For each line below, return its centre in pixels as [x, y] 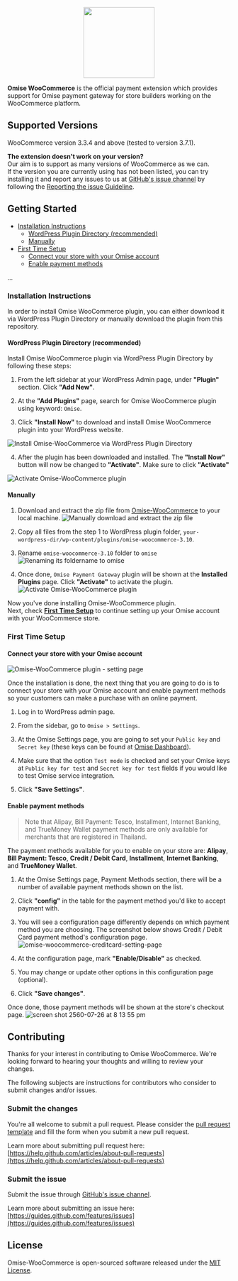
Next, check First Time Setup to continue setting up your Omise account [114, 611]
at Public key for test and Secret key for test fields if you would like [122, 768]
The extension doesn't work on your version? [75, 156]
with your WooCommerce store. [54, 618]
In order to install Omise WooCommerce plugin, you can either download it [116, 311]
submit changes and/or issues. [52, 1090]
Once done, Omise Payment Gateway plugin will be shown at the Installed [123, 574]
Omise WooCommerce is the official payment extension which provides [113, 88]
